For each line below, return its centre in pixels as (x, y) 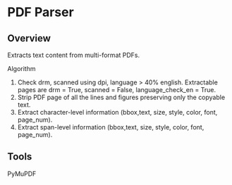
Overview (29, 38)
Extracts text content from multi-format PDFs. (73, 55)
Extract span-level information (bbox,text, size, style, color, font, (111, 127)
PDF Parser (41, 12)
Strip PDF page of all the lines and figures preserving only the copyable (121, 97)
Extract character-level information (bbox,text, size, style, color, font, (117, 112)
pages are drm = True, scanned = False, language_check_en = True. (117, 90)
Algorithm (22, 69)
